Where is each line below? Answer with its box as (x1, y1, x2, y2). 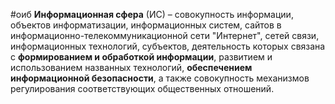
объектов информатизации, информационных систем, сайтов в (10, 19, 282, 31)
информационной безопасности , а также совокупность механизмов (10, 72, 310, 84)
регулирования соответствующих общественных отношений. (10, 83, 275, 94)
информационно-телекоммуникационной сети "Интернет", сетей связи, (10, 30, 320, 41)
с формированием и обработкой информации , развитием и (10, 51, 273, 63)
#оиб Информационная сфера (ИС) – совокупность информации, (10, 9, 294, 20)
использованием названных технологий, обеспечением (10, 62, 253, 73)
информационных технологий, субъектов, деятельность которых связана (10, 40, 326, 52)
